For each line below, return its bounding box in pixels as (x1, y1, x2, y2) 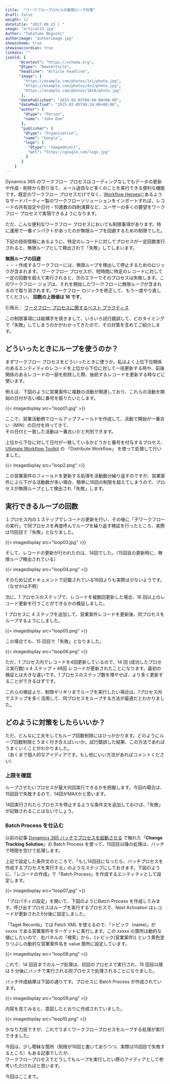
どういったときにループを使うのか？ (5, 344, 118, 353)
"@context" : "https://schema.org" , (18, 60, 94, 65)
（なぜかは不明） (5, 583, 41, 589)
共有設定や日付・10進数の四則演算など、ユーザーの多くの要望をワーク (18, 204, 165, 210)
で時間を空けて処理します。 (5, 847, 63, 853)
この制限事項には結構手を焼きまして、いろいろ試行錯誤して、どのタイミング (5, 315, 165, 321)
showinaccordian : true (5, 45, 53, 50)
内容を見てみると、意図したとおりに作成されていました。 (5, 1006, 125, 1012)
